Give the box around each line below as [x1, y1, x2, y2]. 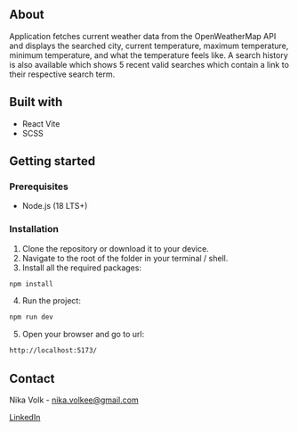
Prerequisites [9, 180, 68, 193]
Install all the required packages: [21, 262, 142, 273]
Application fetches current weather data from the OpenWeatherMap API [9, 30, 277, 41]
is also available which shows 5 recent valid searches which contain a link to [9, 59, 289, 70]
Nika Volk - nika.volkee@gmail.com [9, 394, 140, 405]
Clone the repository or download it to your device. [21, 243, 209, 253]
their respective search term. [9, 69, 116, 79]
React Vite [21, 118, 60, 128]
